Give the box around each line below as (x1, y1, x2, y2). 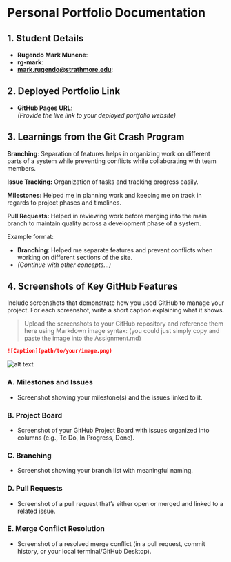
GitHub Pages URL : (17, 104, 73, 112)
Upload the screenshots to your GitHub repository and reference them (23, 319, 224, 328)
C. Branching (7, 451, 52, 460)
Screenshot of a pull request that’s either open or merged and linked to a (17, 499, 224, 507)
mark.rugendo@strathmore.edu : (17, 66, 114, 73)
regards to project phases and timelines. (7, 198, 122, 207)
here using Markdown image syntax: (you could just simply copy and (23, 327, 220, 335)
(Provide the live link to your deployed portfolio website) (17, 111, 177, 119)
